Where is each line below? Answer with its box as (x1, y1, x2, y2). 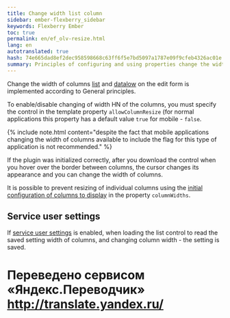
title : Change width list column (7, 10, 103, 17)
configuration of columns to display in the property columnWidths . (7, 191, 191, 199)
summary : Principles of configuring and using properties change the (7, 61, 210, 68)
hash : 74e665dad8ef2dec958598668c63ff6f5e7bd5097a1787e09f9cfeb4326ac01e (7, 55, 222, 62)
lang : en (7, 42, 32, 49)
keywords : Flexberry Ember (7, 23, 84, 29)
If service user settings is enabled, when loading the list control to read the (7, 228, 218, 237)
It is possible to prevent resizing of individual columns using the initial (7, 183, 203, 191)
